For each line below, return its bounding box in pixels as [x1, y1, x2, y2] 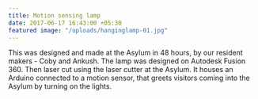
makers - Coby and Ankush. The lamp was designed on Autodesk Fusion [8, 56, 246, 66]
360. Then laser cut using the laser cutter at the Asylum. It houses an [8, 65, 233, 74]
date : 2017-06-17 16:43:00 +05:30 [8, 19, 123, 27]
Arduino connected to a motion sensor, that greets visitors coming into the [8, 73, 251, 83]
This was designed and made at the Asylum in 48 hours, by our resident [8, 48, 243, 58]
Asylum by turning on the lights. [8, 82, 112, 91]
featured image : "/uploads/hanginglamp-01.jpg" [8, 26, 169, 34]
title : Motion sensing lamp [8, 11, 101, 20]
